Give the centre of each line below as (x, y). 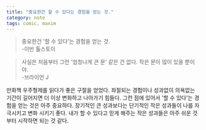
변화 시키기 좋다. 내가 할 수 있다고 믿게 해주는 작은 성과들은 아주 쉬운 (109, 113)
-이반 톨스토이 (38, 49)
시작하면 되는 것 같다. (43, 121)
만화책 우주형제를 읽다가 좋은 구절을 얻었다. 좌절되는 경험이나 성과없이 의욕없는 (101, 90)
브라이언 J (37, 78)
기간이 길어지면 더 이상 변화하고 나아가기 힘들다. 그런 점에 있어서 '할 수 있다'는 (100, 98)
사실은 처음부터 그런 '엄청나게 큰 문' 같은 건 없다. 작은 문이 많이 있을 (102, 62)
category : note (26, 18)
